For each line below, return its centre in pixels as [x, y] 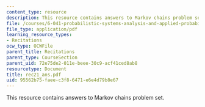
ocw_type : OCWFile [30, 46]
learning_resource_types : [39, 35]
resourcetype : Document [37, 69]
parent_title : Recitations [41, 52]
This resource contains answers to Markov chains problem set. [85, 98]
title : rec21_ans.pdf [34, 75]
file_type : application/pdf [42, 29]
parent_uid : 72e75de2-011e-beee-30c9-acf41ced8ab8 [72, 63]
